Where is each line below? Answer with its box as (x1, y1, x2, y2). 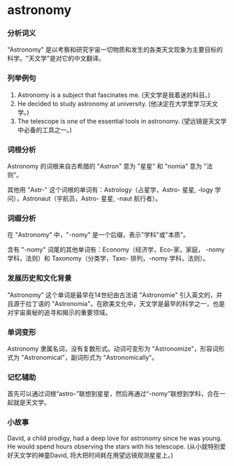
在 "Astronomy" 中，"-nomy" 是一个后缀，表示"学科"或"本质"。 (7, 231, 190, 239)
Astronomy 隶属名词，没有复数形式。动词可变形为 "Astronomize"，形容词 (7, 344, 219, 353)
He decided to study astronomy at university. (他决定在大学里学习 (17, 99, 206, 108)
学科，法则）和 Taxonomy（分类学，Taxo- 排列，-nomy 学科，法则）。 (7, 254, 210, 263)
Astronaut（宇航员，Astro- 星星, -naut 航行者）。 (22, 194, 162, 203)
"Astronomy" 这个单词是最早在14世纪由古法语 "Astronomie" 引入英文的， (7, 291, 217, 299)
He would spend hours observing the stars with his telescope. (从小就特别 (7, 442, 220, 451)
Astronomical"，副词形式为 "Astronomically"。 (24, 353, 159, 361)
